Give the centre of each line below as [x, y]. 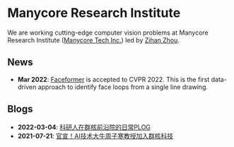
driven [27, 87]
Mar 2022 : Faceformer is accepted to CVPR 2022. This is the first [113, 79]
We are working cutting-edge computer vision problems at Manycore [108, 33]
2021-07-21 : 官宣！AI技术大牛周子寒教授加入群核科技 [95, 136]
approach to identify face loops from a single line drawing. [123, 87]
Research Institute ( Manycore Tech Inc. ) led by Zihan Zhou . [94, 40]
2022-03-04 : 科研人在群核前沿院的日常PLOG [84, 127]
